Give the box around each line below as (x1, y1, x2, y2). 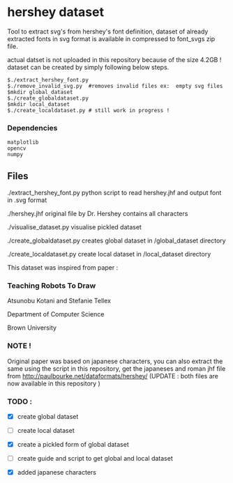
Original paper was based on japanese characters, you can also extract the (7, 357, 223, 365)
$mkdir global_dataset (7, 89, 73, 95)
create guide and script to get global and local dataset (17, 454, 173, 463)
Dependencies (7, 123, 58, 132)
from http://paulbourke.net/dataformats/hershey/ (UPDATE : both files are (7, 371, 218, 380)
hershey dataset (7, 4, 105, 20)
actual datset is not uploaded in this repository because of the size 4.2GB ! (7, 55, 222, 63)
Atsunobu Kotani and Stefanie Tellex (7, 297, 112, 305)
